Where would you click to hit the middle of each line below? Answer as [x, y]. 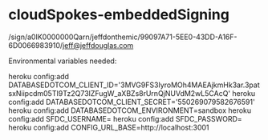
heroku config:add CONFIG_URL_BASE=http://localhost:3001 [109, 127]
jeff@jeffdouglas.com [98, 45]
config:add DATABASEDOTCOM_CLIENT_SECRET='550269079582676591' [132, 102]
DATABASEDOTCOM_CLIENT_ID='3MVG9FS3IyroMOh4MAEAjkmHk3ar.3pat [134, 85]
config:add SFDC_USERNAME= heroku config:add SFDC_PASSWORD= [125, 118]
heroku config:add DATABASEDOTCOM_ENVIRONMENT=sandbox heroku [130, 110]
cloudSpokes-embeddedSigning [119, 15]
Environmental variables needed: [63, 61]
